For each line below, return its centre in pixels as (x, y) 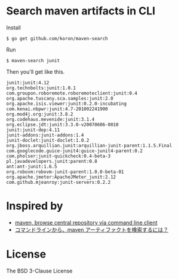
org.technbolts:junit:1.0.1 (41, 88)
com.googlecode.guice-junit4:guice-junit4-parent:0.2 (75, 151)
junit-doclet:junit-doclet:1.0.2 (48, 140)
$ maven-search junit (33, 60)
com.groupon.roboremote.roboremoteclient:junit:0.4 (72, 93)
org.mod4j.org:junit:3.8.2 (40, 114)
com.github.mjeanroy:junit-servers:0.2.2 (59, 182)
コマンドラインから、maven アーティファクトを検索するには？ (92, 229)
